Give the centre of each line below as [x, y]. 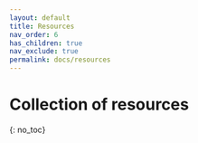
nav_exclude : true [44, 52]
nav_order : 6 [34, 34]
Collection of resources [99, 105]
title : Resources [42, 26]
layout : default [40, 18]
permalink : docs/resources [60, 60]
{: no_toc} [28, 129]
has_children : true [46, 43]
